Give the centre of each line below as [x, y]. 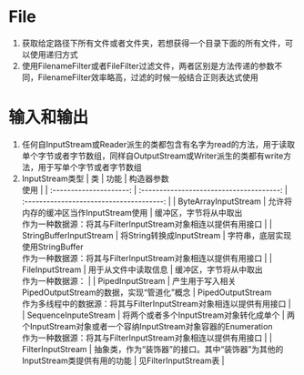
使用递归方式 [54, 54]
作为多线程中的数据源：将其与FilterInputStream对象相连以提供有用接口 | [157, 303]
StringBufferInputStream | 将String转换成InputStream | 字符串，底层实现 [157, 235]
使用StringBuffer [52, 247]
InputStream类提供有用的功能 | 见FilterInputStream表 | [123, 360]
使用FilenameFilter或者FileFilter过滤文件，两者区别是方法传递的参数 [148, 66]
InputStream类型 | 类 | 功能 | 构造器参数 [95, 178]
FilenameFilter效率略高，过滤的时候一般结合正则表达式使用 [148, 77]
